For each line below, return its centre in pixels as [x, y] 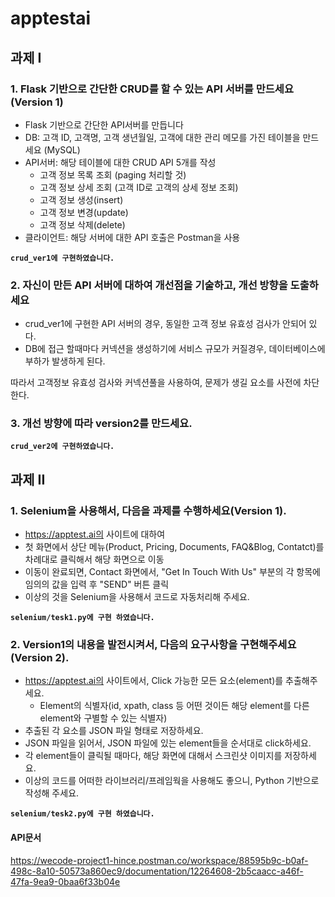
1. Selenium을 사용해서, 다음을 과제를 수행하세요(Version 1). [148, 510]
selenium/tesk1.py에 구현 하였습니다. [82, 618]
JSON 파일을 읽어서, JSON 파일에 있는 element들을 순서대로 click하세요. [168, 743]
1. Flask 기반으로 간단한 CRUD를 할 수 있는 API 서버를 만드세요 [152, 89]
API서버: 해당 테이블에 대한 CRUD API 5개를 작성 [120, 162]
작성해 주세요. [52, 793]
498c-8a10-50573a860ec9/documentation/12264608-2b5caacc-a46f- [157, 871]
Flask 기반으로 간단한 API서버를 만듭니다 [104, 124]
